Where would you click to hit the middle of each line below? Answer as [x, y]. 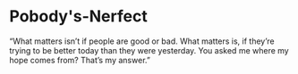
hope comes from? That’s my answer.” [80, 60]
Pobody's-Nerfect [78, 16]
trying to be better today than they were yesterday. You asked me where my [149, 50]
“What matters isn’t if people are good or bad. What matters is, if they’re [142, 41]
